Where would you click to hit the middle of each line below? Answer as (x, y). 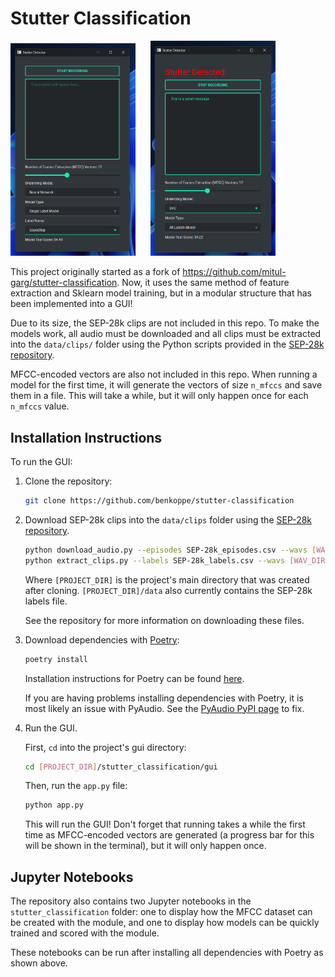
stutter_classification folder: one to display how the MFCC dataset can (161, 912)
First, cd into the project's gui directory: (105, 747)
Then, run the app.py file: (76, 786)
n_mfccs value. (40, 406)
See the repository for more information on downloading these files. (164, 620)
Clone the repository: (68, 481)
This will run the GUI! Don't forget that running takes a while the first (165, 824)
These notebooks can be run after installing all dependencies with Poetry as (167, 953)
